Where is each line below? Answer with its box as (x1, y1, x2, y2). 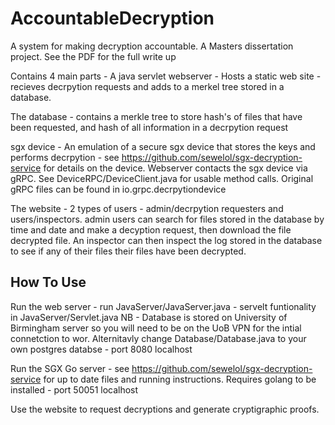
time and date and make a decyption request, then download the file (10, 223, 292, 236)
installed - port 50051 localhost (10, 383, 139, 396)
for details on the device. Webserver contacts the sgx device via (43, 162, 308, 174)
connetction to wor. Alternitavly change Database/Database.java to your (10, 332, 307, 344)
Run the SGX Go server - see (10, 362, 130, 374)
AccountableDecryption (10, 7, 215, 30)
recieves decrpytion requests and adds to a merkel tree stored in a (10, 80, 285, 92)
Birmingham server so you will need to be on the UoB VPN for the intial (10, 322, 302, 334)
